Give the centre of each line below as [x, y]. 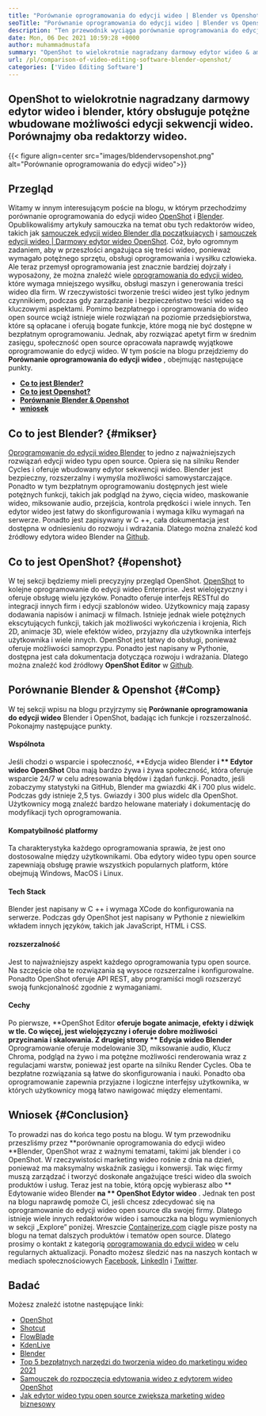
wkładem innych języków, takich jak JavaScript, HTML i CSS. [108, 926]
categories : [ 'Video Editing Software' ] [76, 67]
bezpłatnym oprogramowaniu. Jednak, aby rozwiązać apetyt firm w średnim [133, 335]
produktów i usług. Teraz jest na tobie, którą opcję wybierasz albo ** [120, 1184]
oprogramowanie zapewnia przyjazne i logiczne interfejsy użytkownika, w [129, 1081]
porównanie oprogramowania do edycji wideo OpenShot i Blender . [116, 216]
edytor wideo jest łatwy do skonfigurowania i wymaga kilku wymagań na [127, 511]
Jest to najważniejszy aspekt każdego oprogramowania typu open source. [129, 962]
